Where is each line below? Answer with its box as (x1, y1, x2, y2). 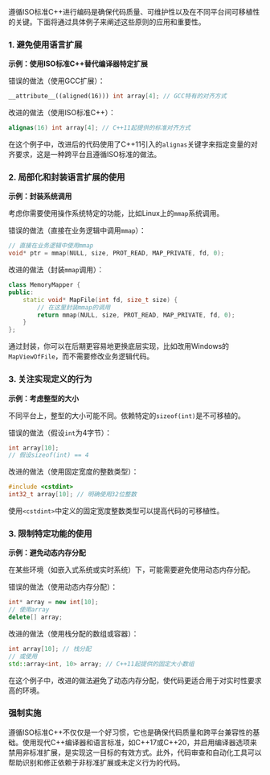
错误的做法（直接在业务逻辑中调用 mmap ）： (8, 226, 146, 235)
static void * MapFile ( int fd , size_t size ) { (22, 296, 178, 304)
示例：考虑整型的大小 (8, 393, 79, 403)
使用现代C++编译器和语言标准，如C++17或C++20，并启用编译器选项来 (22, 737, 257, 747)
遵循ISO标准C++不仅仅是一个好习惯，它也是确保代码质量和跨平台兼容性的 (8, 727, 253, 737)
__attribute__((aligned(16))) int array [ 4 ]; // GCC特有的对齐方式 (8, 92, 227, 101)
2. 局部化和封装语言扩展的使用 (8, 172, 125, 183)
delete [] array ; (8, 613, 63, 622)
